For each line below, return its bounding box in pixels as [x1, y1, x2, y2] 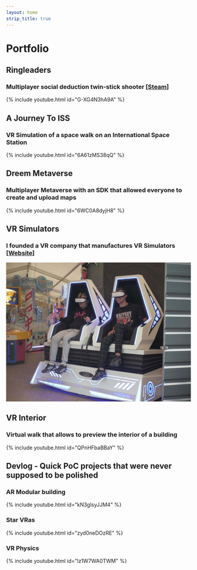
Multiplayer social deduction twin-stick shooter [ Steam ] [6, 83, 169, 91]
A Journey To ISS [6, 113, 70, 123]
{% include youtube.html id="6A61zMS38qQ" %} [6, 152, 125, 159]
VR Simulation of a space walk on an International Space [6, 131, 170, 139]
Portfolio [6, 42, 49, 55]
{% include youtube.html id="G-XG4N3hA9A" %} [6, 96, 125, 103]
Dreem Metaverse [6, 168, 73, 179]
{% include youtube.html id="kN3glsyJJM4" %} [6, 501, 122, 508]
